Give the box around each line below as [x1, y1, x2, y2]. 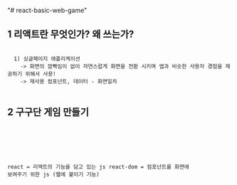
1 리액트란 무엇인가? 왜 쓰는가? [7, 28, 135, 41]
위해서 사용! [24, 70, 56, 78]
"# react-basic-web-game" [7, 6, 88, 14]
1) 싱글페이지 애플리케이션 [14, 55, 80, 63]
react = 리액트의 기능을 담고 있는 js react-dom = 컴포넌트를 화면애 [7, 163, 190, 170]
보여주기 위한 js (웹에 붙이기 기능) [7, 171, 100, 178]
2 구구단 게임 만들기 [7, 106, 89, 118]
